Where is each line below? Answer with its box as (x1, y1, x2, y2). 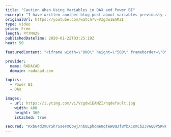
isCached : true (14, 115, 47, 120)
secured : (5, 124, 24, 129)
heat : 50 (5, 41, 24, 46)
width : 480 (14, 105, 38, 111)
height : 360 (14, 110, 40, 115)
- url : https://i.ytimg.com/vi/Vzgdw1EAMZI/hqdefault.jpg (10, 100, 136, 106)
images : (5, 96, 22, 101)
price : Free (5, 26, 31, 31)
